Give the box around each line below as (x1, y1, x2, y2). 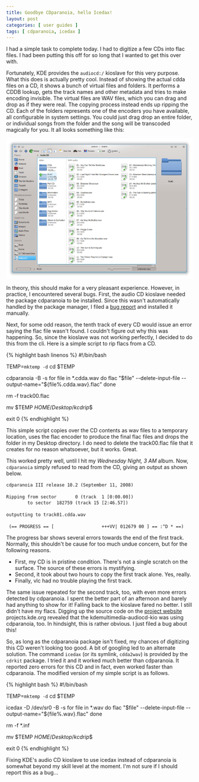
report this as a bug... (6, 769, 59, 776)
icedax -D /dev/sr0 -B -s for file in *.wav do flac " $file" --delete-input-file (6, 704, 185, 711)
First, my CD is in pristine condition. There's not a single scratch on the (14, 558, 188, 565)
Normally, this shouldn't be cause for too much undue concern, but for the (6, 540, 188, 547)
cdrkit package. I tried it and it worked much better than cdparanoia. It (6, 657, 179, 664)
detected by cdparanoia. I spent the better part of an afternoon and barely (6, 595, 187, 602)
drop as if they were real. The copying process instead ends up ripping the (6, 101, 188, 108)
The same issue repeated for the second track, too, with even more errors (6, 588, 187, 596)
